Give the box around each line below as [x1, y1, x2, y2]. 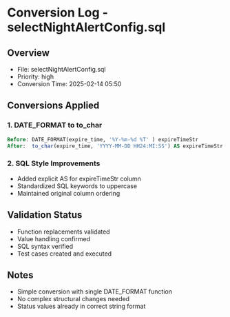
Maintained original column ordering [17, 189, 121, 197]
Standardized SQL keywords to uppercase [17, 181, 138, 190]
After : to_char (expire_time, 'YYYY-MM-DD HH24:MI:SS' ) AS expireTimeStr [7, 143, 224, 150]
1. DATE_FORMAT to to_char [7, 121, 103, 130]
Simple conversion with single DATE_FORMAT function [17, 287, 172, 296]
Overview [7, 47, 50, 59]
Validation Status [7, 209, 83, 221]
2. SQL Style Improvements [7, 158, 101, 168]
